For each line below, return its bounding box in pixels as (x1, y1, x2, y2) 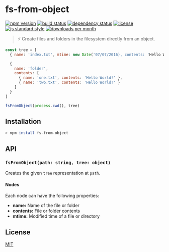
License (5, 228, 31, 236)
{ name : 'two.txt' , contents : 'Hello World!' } (18, 80, 121, 85)
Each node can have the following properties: (5, 193, 100, 199)
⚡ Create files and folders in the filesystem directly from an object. (17, 35, 155, 41)
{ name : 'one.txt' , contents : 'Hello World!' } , (18, 75, 123, 80)
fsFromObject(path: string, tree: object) (5, 160, 111, 165)
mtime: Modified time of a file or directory (12, 213, 100, 219)
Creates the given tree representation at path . (5, 170, 101, 176)
